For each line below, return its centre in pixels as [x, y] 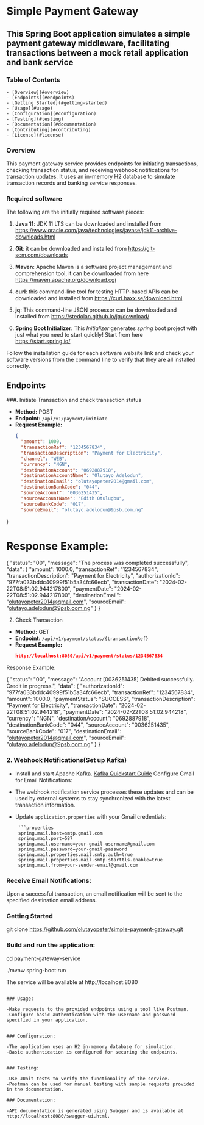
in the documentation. [35, 1089]
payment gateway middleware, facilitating [88, 43]
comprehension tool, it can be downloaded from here [82, 273]
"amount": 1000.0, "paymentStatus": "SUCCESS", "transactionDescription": [101, 699]
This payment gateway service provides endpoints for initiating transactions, [102, 164]
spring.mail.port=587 [45, 838]
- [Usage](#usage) [30, 108]
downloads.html [35, 237]
